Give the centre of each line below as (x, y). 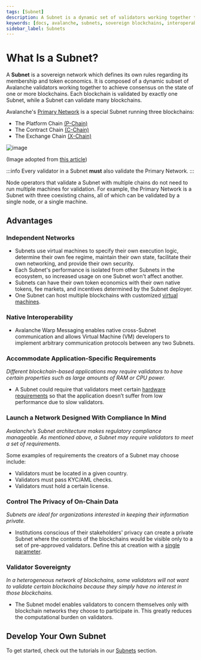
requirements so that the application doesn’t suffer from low (89, 396)
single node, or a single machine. (47, 202)
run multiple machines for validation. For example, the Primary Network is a (99, 189)
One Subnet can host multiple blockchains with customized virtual (96, 295)
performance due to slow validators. (60, 402)
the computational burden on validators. (64, 617)
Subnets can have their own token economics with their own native (98, 282)
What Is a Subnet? (52, 58)
